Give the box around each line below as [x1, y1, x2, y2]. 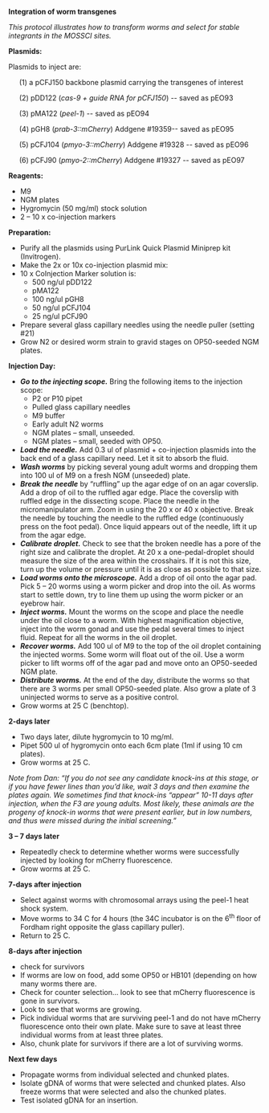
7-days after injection [8, 879, 82, 889]
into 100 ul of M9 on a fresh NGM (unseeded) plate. [19, 471, 191, 480]
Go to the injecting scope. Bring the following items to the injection [19, 377, 243, 386]
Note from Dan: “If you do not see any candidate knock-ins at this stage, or [8, 773, 259, 782]
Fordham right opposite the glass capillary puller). [19, 922, 185, 932]
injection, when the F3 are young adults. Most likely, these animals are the [8, 799, 255, 808]
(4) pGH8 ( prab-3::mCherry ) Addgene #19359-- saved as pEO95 [18, 124, 234, 133]
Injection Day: [8, 361, 56, 370]
